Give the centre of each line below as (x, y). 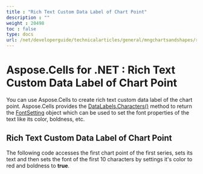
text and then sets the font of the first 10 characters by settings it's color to (99, 159)
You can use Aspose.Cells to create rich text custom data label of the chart (99, 99)
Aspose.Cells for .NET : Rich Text (91, 70)
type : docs (20, 35)
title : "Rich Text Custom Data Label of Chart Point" (77, 12)
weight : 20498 (25, 23)
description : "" (28, 18)
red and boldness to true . (38, 166)
